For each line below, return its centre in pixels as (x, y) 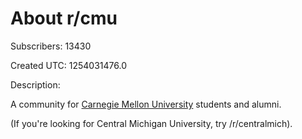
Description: (35, 84)
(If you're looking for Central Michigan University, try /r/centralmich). (151, 123)
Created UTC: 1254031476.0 (68, 65)
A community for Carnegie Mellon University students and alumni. (146, 104)
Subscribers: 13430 (51, 46)
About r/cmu (64, 18)
